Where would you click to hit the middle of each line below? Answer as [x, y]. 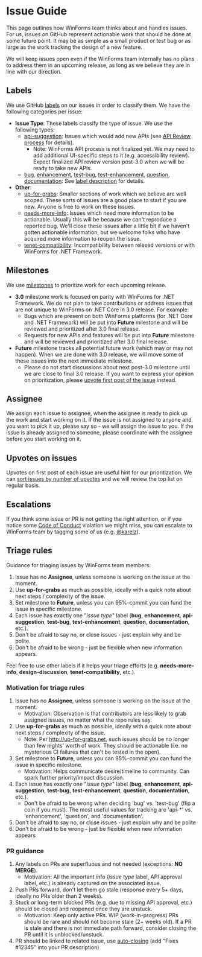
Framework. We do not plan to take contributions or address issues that [104, 303]
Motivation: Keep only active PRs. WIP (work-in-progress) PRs [101, 915]
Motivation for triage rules [45, 687]
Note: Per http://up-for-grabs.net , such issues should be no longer [107, 739]
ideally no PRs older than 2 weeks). [59, 896]
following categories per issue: [45, 111]
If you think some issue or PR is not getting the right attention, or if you [94, 519]
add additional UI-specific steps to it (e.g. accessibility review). [111, 155]
